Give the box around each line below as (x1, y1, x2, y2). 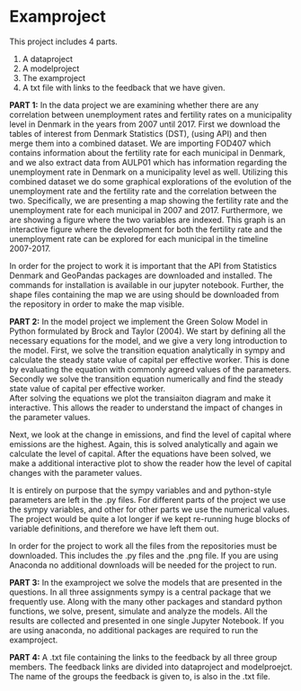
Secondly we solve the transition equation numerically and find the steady (9, 373, 284, 384)
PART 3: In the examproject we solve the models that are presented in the (9, 577, 283, 588)
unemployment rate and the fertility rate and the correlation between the (9, 185, 277, 196)
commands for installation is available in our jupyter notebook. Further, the (9, 279, 285, 290)
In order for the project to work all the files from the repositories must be (9, 540, 278, 551)
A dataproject (22, 53, 74, 64)
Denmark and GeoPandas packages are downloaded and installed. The (9, 270, 273, 281)
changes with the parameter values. (9, 467, 142, 478)
